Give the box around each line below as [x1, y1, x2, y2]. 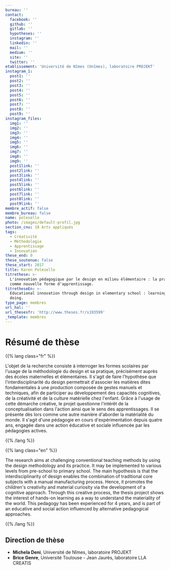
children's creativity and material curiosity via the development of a [5, 484, 146, 490]
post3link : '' [10, 173, 39, 178]
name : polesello [5, 215, 39, 220]
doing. [10, 296, 24, 301]
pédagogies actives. [5, 428, 48, 434]
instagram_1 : [5, 69, 33, 74]
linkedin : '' [10, 41, 37, 46]
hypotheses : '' [10, 31, 42, 36]
